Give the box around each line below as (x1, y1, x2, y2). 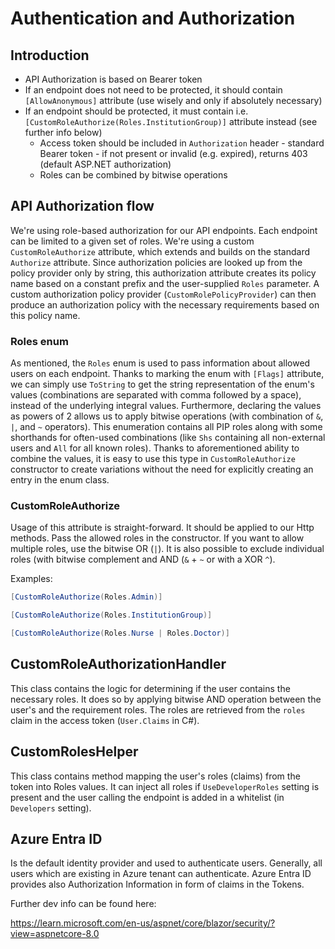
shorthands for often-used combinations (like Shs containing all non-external (10, 432, 326, 444)
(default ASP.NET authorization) (39, 158, 172, 170)
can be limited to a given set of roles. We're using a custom (10, 235, 255, 247)
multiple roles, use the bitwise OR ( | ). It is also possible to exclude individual (10, 543, 325, 555)
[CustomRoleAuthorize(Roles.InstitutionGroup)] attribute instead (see (24, 116, 318, 127)
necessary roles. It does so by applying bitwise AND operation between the (10, 693, 322, 705)
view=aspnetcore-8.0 (10, 928, 100, 940)
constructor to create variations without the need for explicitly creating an (10, 463, 314, 476)
